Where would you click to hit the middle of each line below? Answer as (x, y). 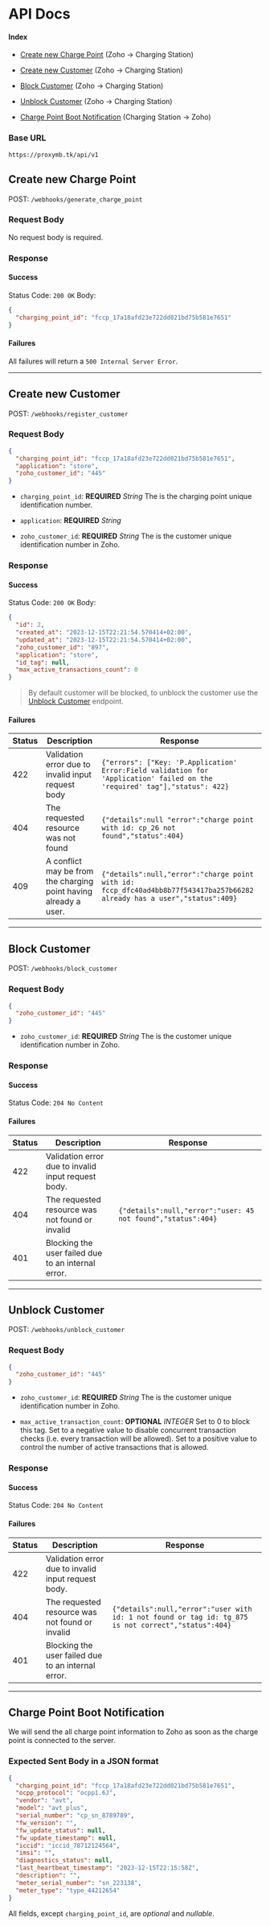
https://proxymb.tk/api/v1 (53, 155)
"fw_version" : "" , (47, 1823)
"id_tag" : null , (43, 662)
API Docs (39, 14)
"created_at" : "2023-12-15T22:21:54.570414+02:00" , (104, 633)
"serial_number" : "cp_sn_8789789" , (75, 1816)
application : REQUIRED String (71, 521)
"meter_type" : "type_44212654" (68, 1891)
